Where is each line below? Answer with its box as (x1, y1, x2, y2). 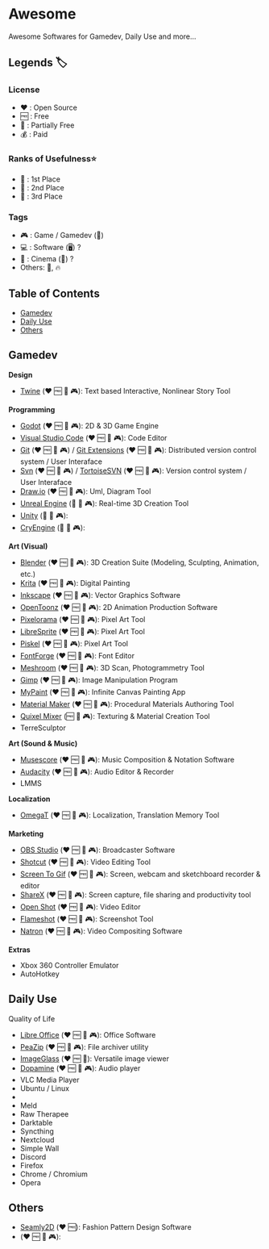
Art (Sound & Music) (8, 738, 78, 748)
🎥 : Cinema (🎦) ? (19, 254, 74, 264)
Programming (8, 404, 56, 414)
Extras (8, 945, 31, 955)
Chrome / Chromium (19, 1169, 89, 1179)
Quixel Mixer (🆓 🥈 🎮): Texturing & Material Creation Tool (19, 711, 210, 721)
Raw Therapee (19, 1109, 69, 1118)
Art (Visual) (8, 541, 48, 551)
